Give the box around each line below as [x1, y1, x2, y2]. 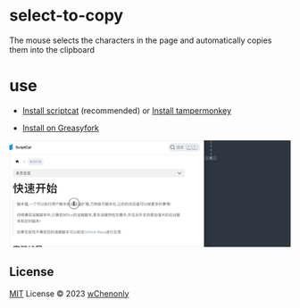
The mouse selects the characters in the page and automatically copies [9, 35, 272, 46]
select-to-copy [9, 5, 123, 26]
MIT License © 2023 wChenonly [9, 287, 129, 299]
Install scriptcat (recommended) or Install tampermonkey [21, 104, 232, 116]
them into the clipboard [9, 44, 96, 54]
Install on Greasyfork [21, 122, 100, 133]
